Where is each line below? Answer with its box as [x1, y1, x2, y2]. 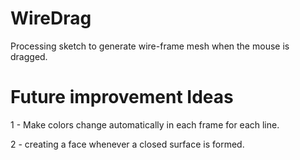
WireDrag [10, 7, 92, 30]
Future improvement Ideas [10, 86, 234, 109]
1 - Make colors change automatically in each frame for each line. [10, 118, 280, 131]
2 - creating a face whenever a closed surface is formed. [10, 138, 245, 150]
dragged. [10, 50, 48, 62]
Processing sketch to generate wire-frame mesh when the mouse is [10, 40, 290, 52]
